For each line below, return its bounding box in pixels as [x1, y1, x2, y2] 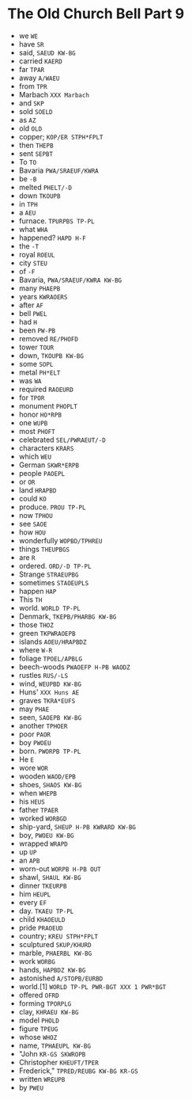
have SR [18, 39, 44, 48]
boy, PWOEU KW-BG [18, 830, 74, 839]
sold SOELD [18, 106, 53, 116]
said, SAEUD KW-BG [18, 48, 76, 57]
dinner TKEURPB [18, 881, 67, 890]
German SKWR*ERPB [18, 460, 80, 470]
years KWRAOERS [18, 291, 68, 301]
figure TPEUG [18, 1023, 58, 1033]
